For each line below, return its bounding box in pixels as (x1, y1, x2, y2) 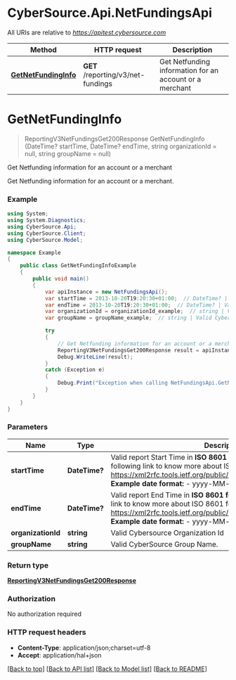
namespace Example (7, 249, 61, 256)
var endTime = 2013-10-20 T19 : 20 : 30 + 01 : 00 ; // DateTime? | (44, 301, 221, 309)
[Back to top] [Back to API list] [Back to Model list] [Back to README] (7, 665, 207, 673)
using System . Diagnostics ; (7, 217, 86, 224)
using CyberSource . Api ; (7, 223, 77, 230)
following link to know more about (110, 461, 223, 470)
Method (30, 44, 58, 54)
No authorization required (7, 610, 82, 618)
